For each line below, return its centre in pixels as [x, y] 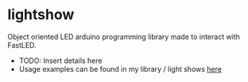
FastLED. [22, 45]
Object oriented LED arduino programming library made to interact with [124, 37]
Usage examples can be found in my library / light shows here [120, 68]
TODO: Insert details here [60, 61]
